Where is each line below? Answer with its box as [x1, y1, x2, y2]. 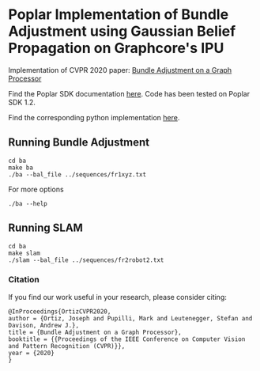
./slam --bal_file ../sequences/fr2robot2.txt [8, 256, 164, 264]
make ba [8, 164, 34, 172]
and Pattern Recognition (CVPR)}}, [8, 342, 126, 350]
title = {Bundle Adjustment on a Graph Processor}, [8, 328, 182, 336]
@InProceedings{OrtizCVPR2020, [8, 307, 111, 316]
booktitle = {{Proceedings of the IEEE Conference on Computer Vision [8, 335, 246, 343]
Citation [8, 274, 40, 286]
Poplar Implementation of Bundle [8, 6, 229, 24]
